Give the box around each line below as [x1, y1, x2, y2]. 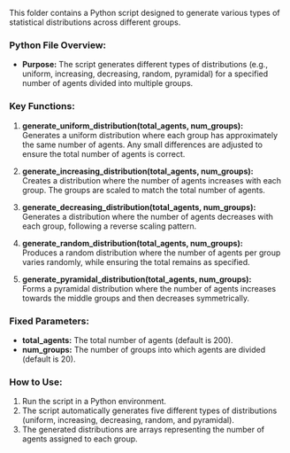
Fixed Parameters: [9, 315, 90, 327]
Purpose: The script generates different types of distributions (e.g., [21, 59, 268, 70]
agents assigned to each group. [21, 433, 139, 444]
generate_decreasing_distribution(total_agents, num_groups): [21, 201, 256, 212]
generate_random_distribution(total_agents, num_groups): [21, 238, 243, 248]
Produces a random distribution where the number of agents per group [21, 247, 281, 258]
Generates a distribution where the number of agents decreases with [21, 211, 274, 222]
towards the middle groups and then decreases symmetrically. [21, 293, 250, 303]
